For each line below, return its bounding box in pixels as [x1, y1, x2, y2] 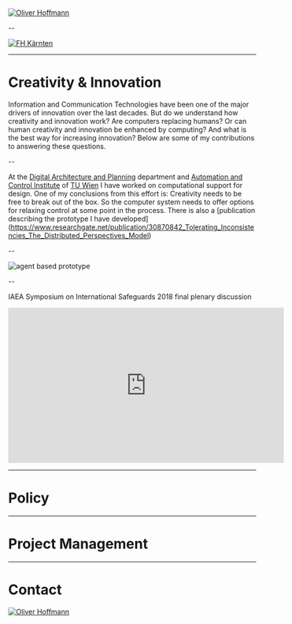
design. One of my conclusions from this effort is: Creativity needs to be [8, 189, 242, 199]
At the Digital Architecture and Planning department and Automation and [8, 172, 243, 181]
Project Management [8, 535, 148, 553]
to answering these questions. [8, 142, 106, 151]
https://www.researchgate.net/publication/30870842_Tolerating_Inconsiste [10, 222, 254, 232]
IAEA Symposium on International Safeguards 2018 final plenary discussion [8, 292, 252, 301]
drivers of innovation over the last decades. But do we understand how [8, 108, 238, 118]
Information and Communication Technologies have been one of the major [8, 99, 249, 110]
